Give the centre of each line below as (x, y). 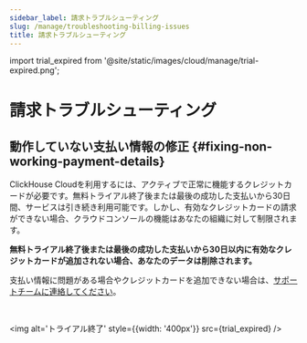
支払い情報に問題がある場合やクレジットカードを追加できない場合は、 (142, 280)
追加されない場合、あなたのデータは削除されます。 (161, 261)
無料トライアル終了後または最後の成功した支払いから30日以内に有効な (143, 249)
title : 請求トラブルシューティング (68, 35)
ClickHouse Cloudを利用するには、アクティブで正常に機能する (127, 184)
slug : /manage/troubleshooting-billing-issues (100, 26)
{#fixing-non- (232, 146)
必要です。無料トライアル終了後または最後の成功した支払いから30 (158, 196)
